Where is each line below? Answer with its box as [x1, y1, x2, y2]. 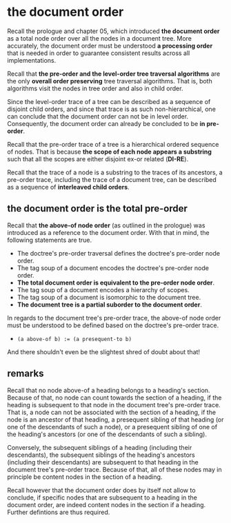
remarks [7, 368, 44, 380]
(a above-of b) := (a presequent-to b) [17, 336, 132, 342]
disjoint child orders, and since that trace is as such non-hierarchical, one [7, 105, 216, 113]
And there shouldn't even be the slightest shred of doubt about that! [7, 347, 201, 356]
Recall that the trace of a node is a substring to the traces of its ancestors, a [7, 168, 223, 176]
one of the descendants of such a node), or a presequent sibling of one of [7, 422, 218, 431]
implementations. [7, 56, 57, 64]
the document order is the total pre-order [7, 203, 188, 214]
